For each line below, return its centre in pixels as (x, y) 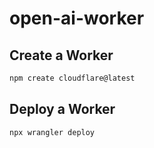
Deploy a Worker (62, 109)
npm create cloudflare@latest (72, 78)
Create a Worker (61, 55)
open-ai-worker (77, 18)
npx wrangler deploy (52, 132)
